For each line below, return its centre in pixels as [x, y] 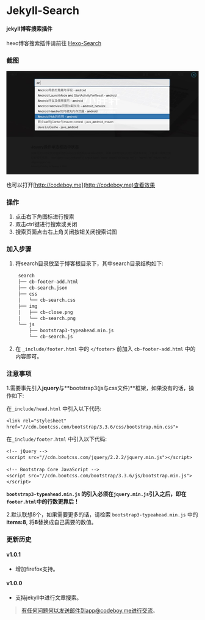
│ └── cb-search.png [47, 319]
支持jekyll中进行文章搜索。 [49, 597]
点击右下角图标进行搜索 [45, 216]
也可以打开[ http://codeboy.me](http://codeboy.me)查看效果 [81, 185]
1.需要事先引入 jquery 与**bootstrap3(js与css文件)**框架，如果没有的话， [98, 388]
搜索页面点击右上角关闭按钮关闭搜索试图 [66, 232]
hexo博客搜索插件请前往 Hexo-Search [54, 43]
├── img [28, 306]
